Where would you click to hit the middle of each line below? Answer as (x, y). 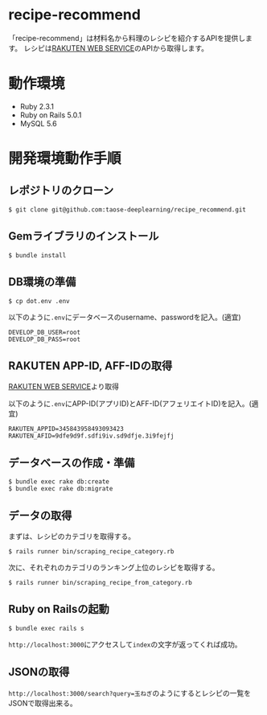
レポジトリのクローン (61, 191)
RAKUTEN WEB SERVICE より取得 (64, 387)
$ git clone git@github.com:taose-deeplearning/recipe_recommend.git (127, 210)
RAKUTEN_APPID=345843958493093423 (66, 429)
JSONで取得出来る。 (43, 703)
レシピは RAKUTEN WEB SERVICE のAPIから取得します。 (116, 48)
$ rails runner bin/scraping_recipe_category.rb (91, 551)
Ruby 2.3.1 (37, 106)
